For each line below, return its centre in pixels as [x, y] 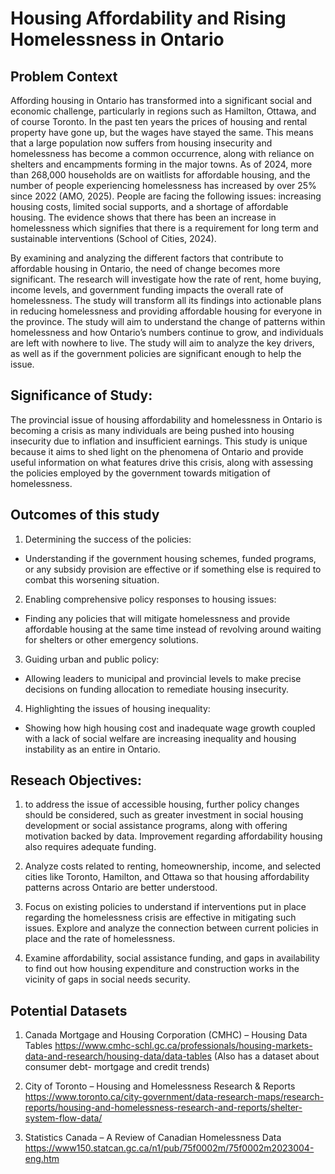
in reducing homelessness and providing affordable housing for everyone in [166, 311]
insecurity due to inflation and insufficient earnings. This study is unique [159, 441]
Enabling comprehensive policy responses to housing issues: [150, 599]
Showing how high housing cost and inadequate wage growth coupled [170, 728]
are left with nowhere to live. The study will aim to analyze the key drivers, [162, 343]
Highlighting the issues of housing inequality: [117, 708]
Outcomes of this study [85, 515]
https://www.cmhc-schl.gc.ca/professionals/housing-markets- [183, 1046]
